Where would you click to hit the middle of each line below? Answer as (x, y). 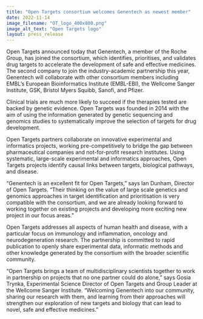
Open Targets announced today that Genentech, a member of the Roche (96, 51)
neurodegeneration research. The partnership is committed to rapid (91, 240)
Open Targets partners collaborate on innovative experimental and (89, 139)
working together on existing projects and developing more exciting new (96, 209)
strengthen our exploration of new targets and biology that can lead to (94, 303)
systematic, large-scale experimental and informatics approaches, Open (96, 159)
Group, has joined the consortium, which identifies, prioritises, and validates (101, 58)
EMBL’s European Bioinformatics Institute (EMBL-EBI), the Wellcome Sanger (101, 84)
